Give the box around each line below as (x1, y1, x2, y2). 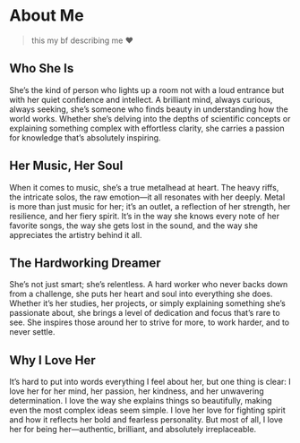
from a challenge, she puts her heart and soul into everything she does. (9, 288, 273, 300)
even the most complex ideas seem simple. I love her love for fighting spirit (9, 405, 286, 416)
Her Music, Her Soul (9, 158, 124, 174)
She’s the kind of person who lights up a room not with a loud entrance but (9, 84, 285, 95)
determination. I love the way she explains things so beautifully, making (9, 396, 272, 406)
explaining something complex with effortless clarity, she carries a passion (9, 123, 285, 133)
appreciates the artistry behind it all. (9, 229, 142, 240)
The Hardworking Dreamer (9, 255, 161, 270)
